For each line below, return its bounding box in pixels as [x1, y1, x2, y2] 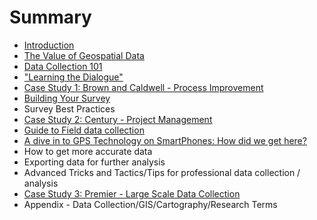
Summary [9, 6, 92, 29]
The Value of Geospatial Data [23, 49, 145, 61]
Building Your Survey [23, 92, 111, 104]
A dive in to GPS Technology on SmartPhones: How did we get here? [23, 134, 307, 146]
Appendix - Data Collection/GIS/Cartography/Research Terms [23, 198, 278, 210]
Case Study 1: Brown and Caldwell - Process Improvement [23, 81, 264, 93]
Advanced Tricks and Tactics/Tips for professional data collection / [23, 166, 301, 178]
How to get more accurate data [23, 145, 153, 157]
